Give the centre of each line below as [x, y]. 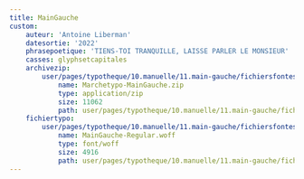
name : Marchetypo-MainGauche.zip [120, 85]
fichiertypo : [50, 118]
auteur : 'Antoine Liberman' [78, 34]
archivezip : [48, 69]
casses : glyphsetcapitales [76, 60]
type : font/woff [88, 144]
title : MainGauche [44, 18]
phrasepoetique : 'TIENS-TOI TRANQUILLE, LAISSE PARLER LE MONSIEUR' [157, 52]
